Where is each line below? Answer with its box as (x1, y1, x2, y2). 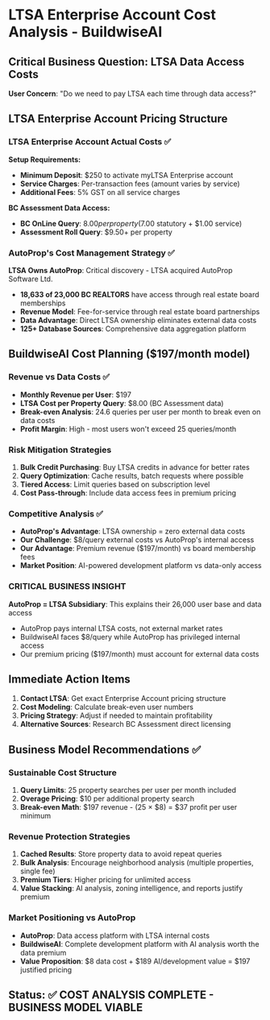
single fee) (19, 866, 56, 876)
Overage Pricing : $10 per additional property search (19, 794, 195, 803)
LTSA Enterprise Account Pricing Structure (8, 112, 228, 126)
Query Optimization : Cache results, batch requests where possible (19, 471, 244, 480)
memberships (19, 298, 66, 308)
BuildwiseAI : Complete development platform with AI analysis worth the (19, 939, 260, 948)
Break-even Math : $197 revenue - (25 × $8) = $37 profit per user (19, 802, 238, 812)
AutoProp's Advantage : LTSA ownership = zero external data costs (19, 526, 246, 537)
